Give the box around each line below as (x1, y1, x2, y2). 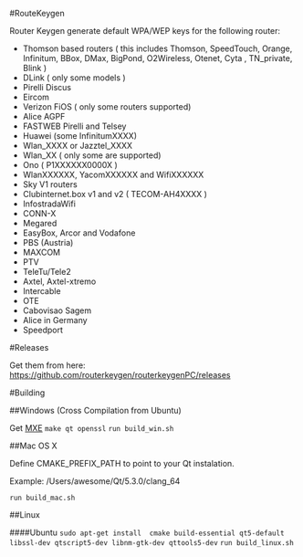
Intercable (22, 286, 61, 296)
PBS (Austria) (22, 237, 74, 247)
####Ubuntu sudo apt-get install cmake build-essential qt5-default (9, 527, 285, 538)
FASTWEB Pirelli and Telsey (22, 121, 127, 131)
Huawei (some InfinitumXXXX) (22, 131, 137, 141)
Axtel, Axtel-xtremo (22, 276, 97, 287)
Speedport (22, 324, 64, 335)
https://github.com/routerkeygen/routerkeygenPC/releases (9, 370, 231, 380)
